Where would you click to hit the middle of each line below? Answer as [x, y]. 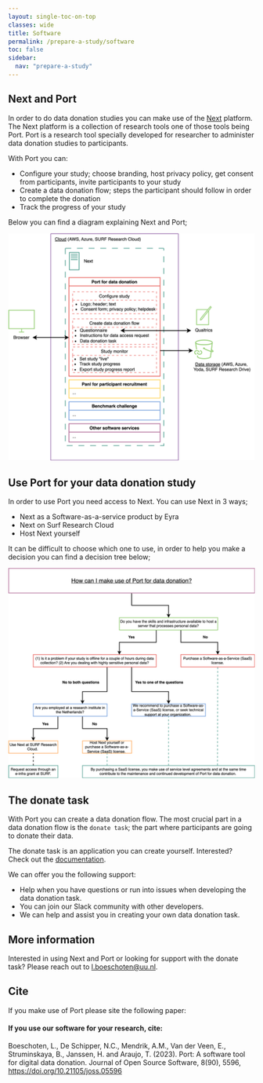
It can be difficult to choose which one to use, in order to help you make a [127, 549]
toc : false [26, 50]
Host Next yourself [50, 533]
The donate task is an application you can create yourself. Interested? [121, 851]
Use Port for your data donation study [102, 483]
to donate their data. [41, 836]
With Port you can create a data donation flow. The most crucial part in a [125, 819]
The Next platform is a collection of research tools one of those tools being [129, 126]
